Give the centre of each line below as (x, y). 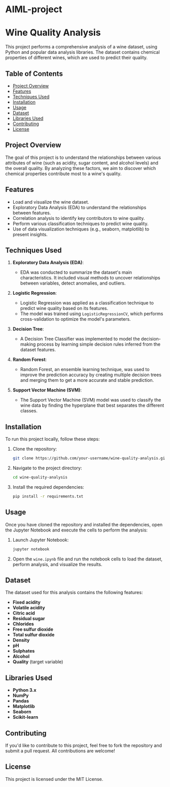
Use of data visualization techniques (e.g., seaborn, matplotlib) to (81, 229)
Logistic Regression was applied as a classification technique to (87, 303)
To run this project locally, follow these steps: (53, 439)
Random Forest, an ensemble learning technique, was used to (85, 370)
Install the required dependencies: (48, 487)
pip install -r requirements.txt (48, 496)
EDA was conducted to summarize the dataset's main (76, 272)
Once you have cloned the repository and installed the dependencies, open (84, 524)
